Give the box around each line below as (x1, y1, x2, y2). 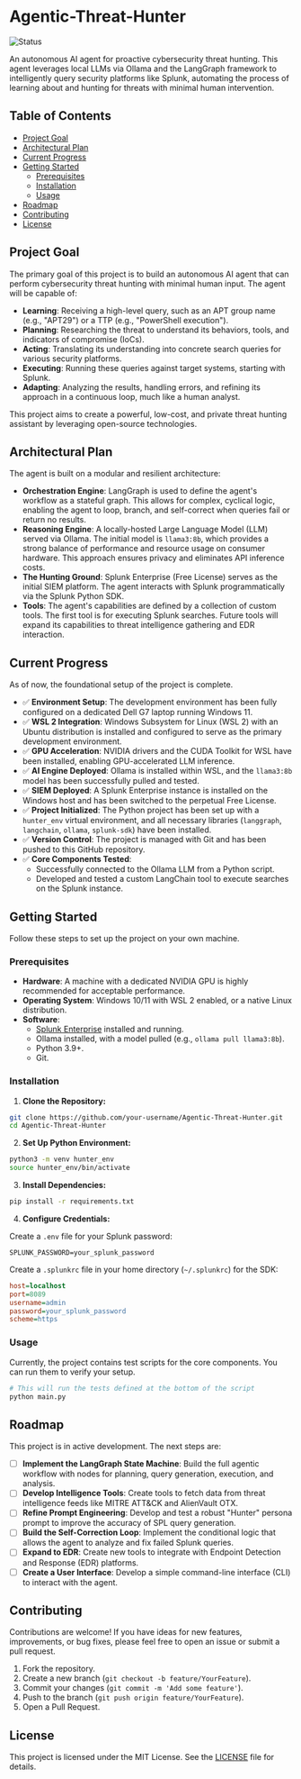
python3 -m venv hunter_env (9, 1155, 115, 1164)
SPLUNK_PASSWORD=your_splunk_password (9, 1248, 155, 1257)
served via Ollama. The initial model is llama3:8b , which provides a (22, 533, 270, 544)
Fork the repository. (22, 1664, 96, 1675)
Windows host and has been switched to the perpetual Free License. (22, 795, 277, 806)
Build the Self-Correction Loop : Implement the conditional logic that (22, 1527, 277, 1538)
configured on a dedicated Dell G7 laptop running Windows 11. (22, 707, 253, 718)
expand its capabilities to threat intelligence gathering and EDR (22, 620, 255, 631)
